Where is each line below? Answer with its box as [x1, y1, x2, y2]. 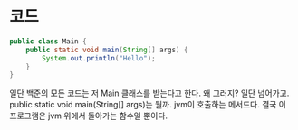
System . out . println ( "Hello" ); [42, 53, 156, 62]
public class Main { [9, 36, 88, 46]
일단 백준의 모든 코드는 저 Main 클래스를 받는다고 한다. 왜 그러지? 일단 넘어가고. [9, 88, 290, 98]
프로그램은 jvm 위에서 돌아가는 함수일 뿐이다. [9, 110, 168, 121]
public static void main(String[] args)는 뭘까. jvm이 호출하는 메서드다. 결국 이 [9, 99, 287, 110]
